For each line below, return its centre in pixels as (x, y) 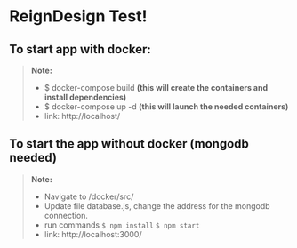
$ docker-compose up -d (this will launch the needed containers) (166, 107)
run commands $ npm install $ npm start (122, 225)
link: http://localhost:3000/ (93, 234)
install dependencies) (85, 97)
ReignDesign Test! (78, 16)
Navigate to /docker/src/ (89, 196)
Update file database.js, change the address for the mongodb (157, 205)
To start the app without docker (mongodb (129, 144)
